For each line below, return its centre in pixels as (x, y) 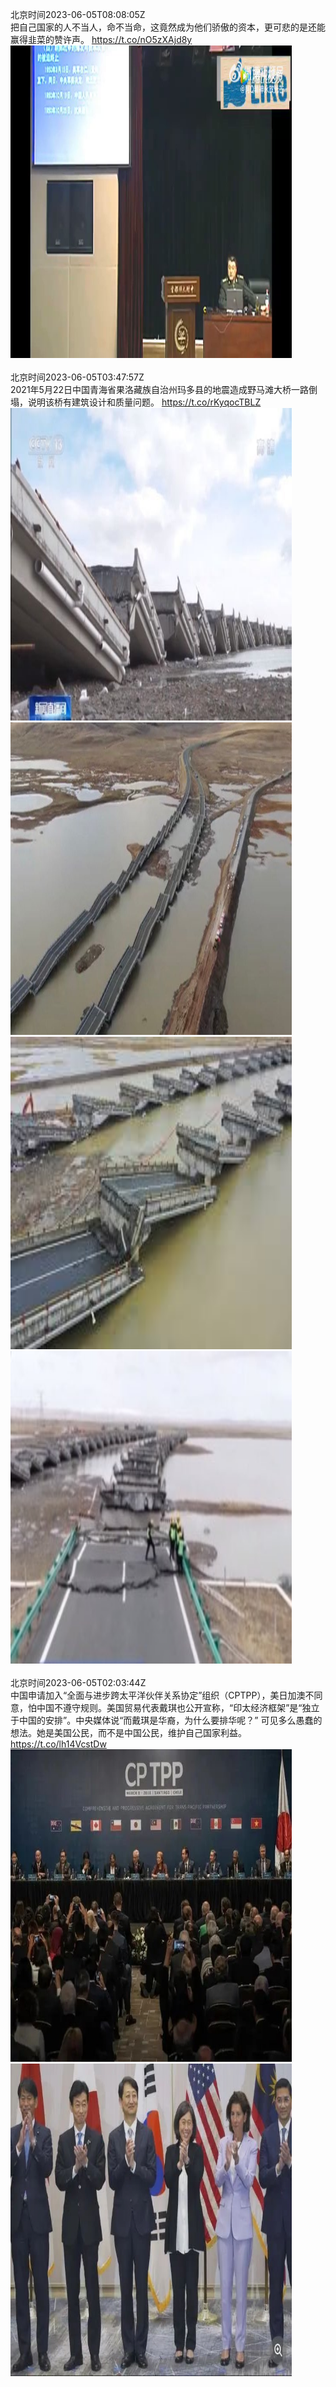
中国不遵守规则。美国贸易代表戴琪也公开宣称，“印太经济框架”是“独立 (178, 1707)
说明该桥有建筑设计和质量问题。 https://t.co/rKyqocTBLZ (144, 402)
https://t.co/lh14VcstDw (58, 1744)
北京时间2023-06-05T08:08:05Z (78, 14)
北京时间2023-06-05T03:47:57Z (77, 377)
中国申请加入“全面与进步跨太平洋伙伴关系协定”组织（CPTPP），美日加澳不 (162, 1695)
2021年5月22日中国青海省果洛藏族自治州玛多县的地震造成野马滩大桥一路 (159, 389)
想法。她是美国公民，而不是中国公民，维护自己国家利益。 (128, 1732)
